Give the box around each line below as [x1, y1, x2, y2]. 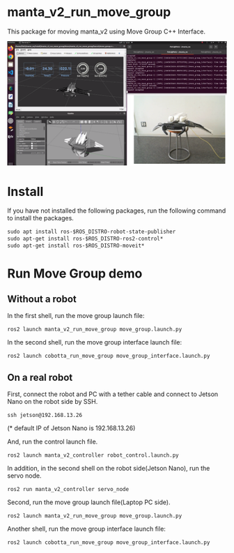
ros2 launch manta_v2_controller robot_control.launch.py [7, 452, 179, 459]
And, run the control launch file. [7, 437, 98, 446]
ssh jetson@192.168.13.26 [7, 412, 82, 419]
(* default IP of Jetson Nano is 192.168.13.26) [7, 424, 136, 432]
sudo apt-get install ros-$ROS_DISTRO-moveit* [7, 242, 145, 250]
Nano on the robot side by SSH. [7, 397, 98, 406]
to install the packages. [7, 214, 75, 222]
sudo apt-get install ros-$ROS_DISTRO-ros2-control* [7, 235, 164, 243]
